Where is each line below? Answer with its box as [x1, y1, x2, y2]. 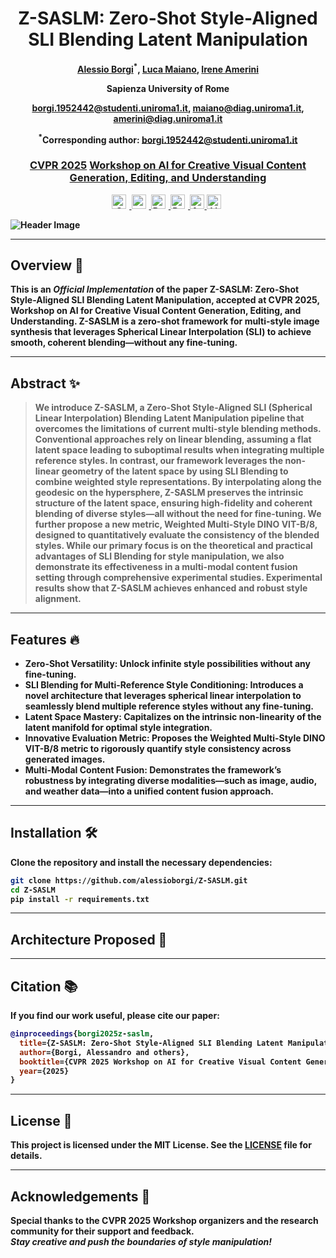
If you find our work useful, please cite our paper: [10, 1010, 220, 1022]
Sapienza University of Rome [106, 82, 230, 94]
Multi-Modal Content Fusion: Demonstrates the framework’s [24, 763, 282, 776]
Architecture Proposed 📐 [10, 931, 168, 948]
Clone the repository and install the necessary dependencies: [10, 856, 273, 868]
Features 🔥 [10, 631, 80, 648]
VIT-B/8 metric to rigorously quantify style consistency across [24, 742, 292, 754]
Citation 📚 [10, 978, 78, 995]
